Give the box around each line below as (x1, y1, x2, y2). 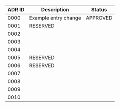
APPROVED (86, 15, 113, 21)
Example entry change (29, 15, 81, 21)
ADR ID (7, 6, 25, 13)
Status (91, 6, 107, 13)
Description (41, 6, 69, 13)
